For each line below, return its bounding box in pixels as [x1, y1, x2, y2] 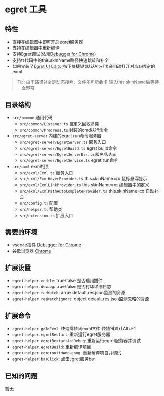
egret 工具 [5, 4, 47, 15]
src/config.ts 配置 [19, 200, 58, 206]
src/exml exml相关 [12, 163, 50, 169]
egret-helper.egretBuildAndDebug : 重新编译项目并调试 [12, 350, 121, 356]
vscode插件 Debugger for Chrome [12, 242, 82, 248]
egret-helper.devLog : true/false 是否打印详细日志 [12, 284, 112, 289]
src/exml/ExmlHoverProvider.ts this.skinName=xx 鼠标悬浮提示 [19, 176, 148, 181]
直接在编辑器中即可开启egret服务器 [12, 39, 83, 44]
